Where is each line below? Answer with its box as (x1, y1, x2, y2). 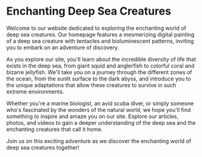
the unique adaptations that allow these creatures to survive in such (6, 81, 176, 89)
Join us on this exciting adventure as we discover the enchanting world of (6, 137, 192, 144)
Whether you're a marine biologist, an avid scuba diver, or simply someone (6, 99, 194, 107)
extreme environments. (6, 88, 64, 95)
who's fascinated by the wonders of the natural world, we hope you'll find (6, 106, 191, 113)
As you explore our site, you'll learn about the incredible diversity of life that (6, 55, 197, 63)
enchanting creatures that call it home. (6, 125, 103, 133)
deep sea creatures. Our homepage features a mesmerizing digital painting (6, 30, 195, 38)
